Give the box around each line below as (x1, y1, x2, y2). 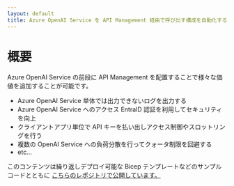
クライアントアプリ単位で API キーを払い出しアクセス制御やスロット (17, 123, 214, 131)
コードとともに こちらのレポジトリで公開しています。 (7, 171, 162, 180)
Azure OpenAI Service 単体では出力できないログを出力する (17, 97, 187, 105)
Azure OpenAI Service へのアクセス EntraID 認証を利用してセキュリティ (17, 105, 223, 114)
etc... (17, 148, 33, 157)
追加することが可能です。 (19, 82, 93, 91)
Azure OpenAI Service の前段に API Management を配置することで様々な (7, 73, 217, 82)
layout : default (7, 10, 54, 17)
